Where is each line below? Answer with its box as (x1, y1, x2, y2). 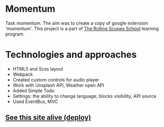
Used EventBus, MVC (12, 98, 58, 104)
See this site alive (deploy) (5, 113, 91, 122)
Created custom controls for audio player (12, 76, 100, 82)
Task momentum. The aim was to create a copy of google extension (5, 20, 148, 26)
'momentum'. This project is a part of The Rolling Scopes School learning (5, 25, 159, 31)
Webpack (12, 71, 33, 77)
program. (5, 31, 25, 37)
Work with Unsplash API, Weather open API (12, 82, 105, 88)
